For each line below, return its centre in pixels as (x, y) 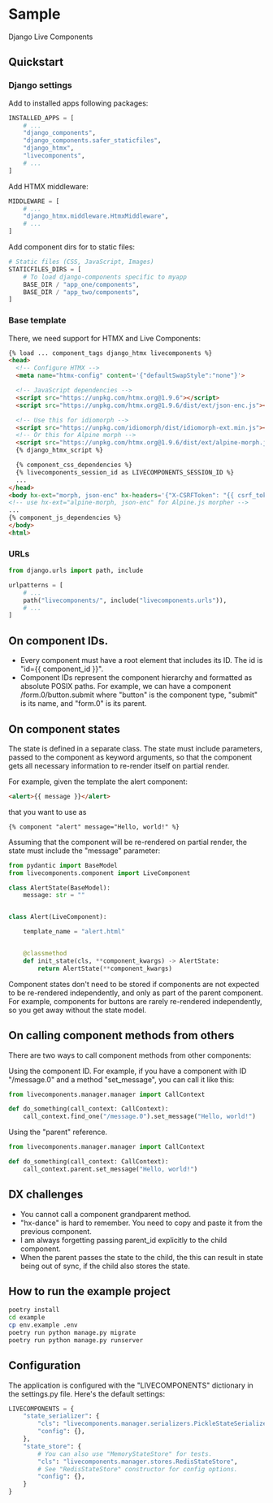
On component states (64, 729)
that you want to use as (48, 812)
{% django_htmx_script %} (60, 450)
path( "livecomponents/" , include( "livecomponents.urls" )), (125, 600)
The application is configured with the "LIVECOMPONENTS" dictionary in (131, 1385)
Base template (37, 320)
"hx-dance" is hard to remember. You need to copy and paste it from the (141, 1223)
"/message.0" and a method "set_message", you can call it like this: (121, 1079)
